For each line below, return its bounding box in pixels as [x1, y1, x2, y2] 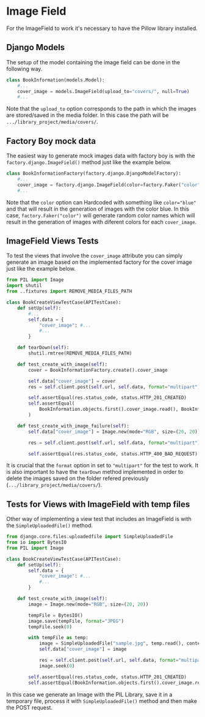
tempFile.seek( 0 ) [28, 623, 72, 630]
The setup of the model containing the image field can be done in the [6, 58, 181, 66]
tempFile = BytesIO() [28, 612, 84, 618]
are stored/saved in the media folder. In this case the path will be [6, 111, 169, 119]
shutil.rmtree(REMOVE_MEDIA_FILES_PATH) [28, 350, 132, 356]
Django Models [6, 42, 65, 53]
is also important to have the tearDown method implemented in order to [6, 468, 184, 476]
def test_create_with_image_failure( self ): [17, 422, 130, 429]
